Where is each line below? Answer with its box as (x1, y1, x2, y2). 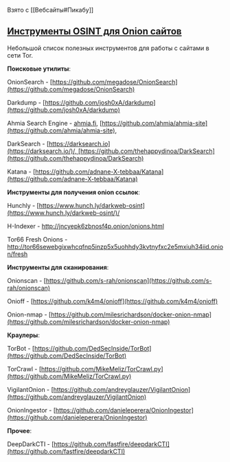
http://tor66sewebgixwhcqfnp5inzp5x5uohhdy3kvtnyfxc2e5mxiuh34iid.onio (7, 242, 224, 251)
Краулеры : (7, 331, 40, 339)
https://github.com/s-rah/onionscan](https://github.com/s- (45, 276, 212, 284)
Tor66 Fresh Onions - (7, 235, 68, 243)
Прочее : (7, 426, 32, 435)
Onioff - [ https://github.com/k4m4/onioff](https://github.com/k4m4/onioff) (7, 297, 218, 305)
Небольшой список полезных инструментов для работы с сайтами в (7, 44, 209, 52)
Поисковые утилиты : (7, 65, 71, 73)
